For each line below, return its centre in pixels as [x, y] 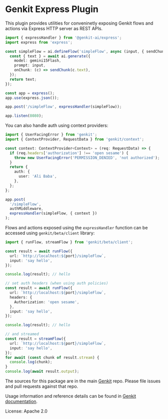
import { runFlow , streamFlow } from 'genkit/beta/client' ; [69, 242]
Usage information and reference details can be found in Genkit [71, 396]
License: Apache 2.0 [26, 411]
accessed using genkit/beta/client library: [50, 233]
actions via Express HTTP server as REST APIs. [54, 28]
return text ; [23, 79]
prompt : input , [30, 65]
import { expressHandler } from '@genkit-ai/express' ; [63, 38]
